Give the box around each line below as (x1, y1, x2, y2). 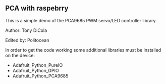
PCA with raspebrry (5, 4, 69, 13)
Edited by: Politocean (5, 37, 49, 43)
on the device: (5, 52, 35, 58)
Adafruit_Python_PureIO (12, 62, 63, 68)
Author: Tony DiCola (5, 27, 47, 33)
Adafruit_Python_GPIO (12, 67, 59, 73)
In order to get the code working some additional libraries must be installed (5, 47, 161, 53)
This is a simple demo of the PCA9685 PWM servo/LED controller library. (5, 17, 157, 23)
